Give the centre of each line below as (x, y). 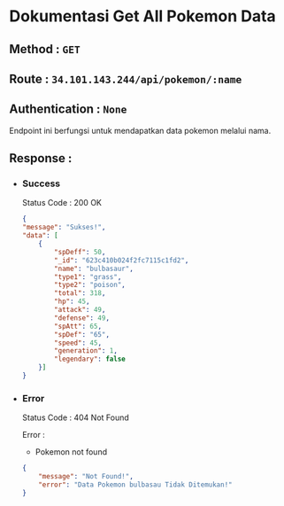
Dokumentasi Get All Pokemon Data (142, 16)
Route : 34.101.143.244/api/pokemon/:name (126, 78)
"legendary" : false (90, 359)
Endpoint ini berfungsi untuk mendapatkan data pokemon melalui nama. (140, 130)
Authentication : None (68, 109)
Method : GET (45, 49)
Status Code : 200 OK (61, 203)
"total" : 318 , (80, 293)
